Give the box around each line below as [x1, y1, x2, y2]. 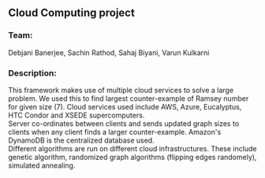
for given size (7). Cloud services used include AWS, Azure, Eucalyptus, [8, 102, 242, 111]
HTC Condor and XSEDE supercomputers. [8, 110, 145, 120]
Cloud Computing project [8, 6, 136, 20]
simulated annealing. [8, 161, 76, 170]
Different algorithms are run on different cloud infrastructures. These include [8, 143, 257, 153]
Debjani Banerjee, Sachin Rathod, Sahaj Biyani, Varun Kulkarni [8, 47, 210, 57]
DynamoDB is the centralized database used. [8, 135, 155, 145]
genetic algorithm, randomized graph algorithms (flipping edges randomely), [8, 152, 257, 161]
